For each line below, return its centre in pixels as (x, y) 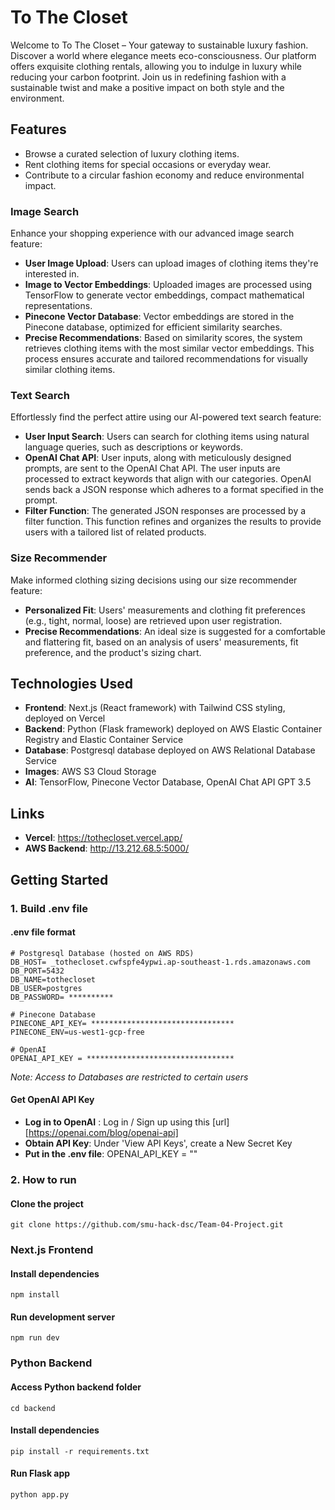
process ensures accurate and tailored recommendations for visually (166, 359)
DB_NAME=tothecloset (53, 979)
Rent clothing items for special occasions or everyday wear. (148, 164)
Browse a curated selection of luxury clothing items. (132, 153)
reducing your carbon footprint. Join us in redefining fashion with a (148, 77)
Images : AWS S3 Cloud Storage (90, 772)
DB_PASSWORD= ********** (62, 997)
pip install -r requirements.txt (80, 1451)
